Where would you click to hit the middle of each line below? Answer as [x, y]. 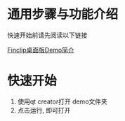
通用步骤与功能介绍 [63, 14]
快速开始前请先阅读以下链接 [47, 35]
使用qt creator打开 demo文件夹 [62, 101]
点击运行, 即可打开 [44, 110]
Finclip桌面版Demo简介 [41, 50]
